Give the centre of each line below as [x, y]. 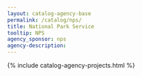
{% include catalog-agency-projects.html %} [71, 65]
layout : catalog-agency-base [49, 13]
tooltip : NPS [26, 33]
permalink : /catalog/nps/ [44, 20]
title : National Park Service [51, 26]
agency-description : [37, 46]
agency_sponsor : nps [37, 39]
